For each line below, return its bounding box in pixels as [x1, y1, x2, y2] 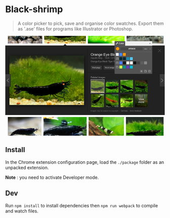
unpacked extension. [5, 164, 49, 170]
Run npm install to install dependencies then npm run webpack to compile [5, 202, 158, 208]
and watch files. [5, 208, 39, 214]
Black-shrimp [5, 4, 63, 15]
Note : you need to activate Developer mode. [5, 174, 99, 180]
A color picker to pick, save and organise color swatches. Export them [17, 20, 164, 26]
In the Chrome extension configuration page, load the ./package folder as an [5, 159, 164, 165]
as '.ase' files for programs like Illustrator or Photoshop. [17, 25, 133, 31]
